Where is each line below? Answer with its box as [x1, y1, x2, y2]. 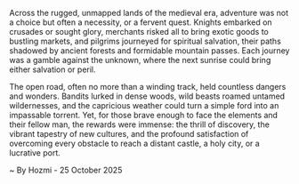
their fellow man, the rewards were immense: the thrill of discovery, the [9, 119, 270, 130]
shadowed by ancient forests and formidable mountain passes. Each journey [9, 45, 290, 56]
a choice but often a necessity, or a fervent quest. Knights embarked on [9, 17, 273, 28]
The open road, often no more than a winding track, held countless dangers [9, 82, 287, 92]
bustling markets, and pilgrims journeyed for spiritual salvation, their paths [9, 36, 282, 46]
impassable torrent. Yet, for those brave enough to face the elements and [9, 110, 279, 120]
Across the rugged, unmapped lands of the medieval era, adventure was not [9, 8, 289, 18]
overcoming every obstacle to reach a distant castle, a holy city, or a [9, 138, 260, 148]
